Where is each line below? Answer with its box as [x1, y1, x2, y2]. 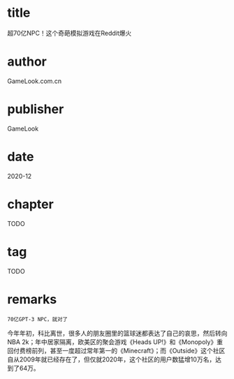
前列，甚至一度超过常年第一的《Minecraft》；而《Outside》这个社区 [31, 346, 226, 355]
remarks [7, 291, 57, 307]
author [7, 54, 47, 70]
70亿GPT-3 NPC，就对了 [7, 315, 68, 322]
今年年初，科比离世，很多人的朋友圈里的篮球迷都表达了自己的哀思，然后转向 [7, 329, 228, 337]
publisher [7, 101, 64, 117]
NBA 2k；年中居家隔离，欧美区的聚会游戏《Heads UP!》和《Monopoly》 [7, 337, 217, 346]
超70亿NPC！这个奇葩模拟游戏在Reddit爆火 [7, 29, 132, 37]
